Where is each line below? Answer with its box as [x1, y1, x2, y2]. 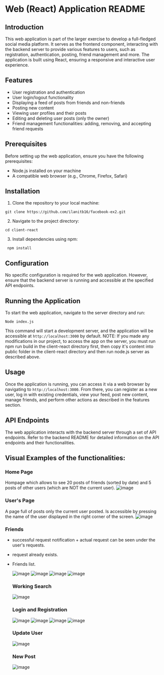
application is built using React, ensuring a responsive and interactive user [5, 57, 155, 62]
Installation [5, 187, 40, 196]
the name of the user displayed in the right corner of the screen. [5, 514, 135, 519]
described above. [5, 354, 41, 360]
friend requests [12, 126, 44, 131]
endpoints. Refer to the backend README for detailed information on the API [5, 434, 160, 440]
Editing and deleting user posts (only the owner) [12, 115, 110, 121]
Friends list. [12, 561, 36, 567]
